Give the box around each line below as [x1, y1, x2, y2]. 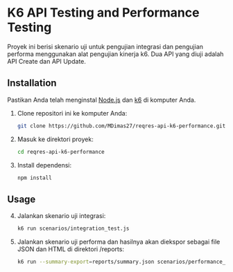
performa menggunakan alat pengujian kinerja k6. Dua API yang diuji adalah [7, 50, 224, 58]
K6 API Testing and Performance [7, 5, 200, 21]
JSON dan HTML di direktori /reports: [17, 245, 125, 253]
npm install [17, 174, 52, 181]
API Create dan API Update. [7, 57, 87, 65]
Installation [7, 78, 57, 89]
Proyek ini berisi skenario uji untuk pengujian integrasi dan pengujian [7, 42, 203, 51]
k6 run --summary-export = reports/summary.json [17, 258, 155, 266]
